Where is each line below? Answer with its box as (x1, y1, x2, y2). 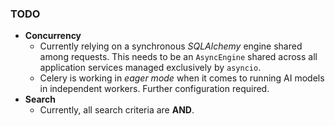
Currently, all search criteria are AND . (39, 104, 195, 116)
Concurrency (24, 30, 82, 42)
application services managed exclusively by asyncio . (39, 62, 262, 74)
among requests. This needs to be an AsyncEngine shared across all (39, 51, 318, 63)
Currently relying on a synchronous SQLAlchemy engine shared (39, 40, 303, 52)
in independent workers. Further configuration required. (39, 83, 270, 95)
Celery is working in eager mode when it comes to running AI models (39, 72, 325, 84)
